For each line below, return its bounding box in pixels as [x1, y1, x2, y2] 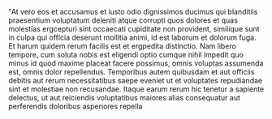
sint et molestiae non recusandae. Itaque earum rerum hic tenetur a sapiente [8, 84, 265, 94]
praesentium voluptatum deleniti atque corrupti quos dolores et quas [8, 15, 238, 25]
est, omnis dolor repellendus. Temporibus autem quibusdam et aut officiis [8, 67, 255, 76]
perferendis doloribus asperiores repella [8, 101, 143, 111]
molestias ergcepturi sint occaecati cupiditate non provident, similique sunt [8, 24, 260, 33]
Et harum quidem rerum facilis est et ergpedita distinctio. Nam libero [8, 41, 237, 51]
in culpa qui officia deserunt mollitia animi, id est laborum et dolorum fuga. [8, 32, 257, 42]
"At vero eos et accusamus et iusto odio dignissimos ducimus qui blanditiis [8, 7, 258, 16]
